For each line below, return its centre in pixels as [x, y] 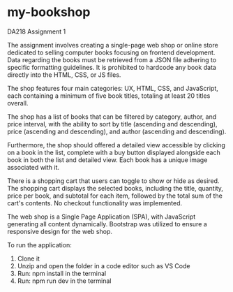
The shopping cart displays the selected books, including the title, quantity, [115, 188]
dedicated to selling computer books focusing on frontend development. [111, 52]
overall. [18, 103]
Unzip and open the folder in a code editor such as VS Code [104, 265]
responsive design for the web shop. [60, 231]
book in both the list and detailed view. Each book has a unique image [107, 160]
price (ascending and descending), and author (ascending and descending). [117, 131]
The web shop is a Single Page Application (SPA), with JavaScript [102, 217]
